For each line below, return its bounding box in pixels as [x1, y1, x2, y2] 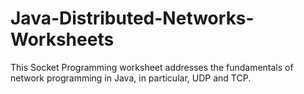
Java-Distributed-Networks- [10, 7, 255, 30]
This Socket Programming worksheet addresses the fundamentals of [10, 61, 294, 73]
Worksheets [10, 28, 115, 51]
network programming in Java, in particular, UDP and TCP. [10, 72, 252, 84]
